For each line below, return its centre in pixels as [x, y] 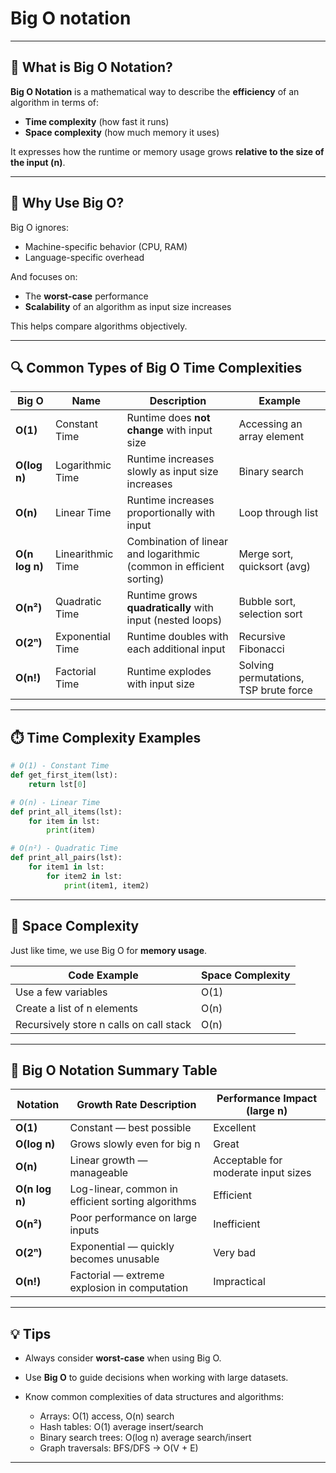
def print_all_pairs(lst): [66, 858]
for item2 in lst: [84, 876]
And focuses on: [44, 276]
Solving [256, 665]
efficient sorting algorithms [133, 1202]
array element [271, 437]
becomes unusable [114, 1259]
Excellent [235, 1128]
